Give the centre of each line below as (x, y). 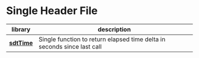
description (114, 29)
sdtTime (21, 43)
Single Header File (52, 11)
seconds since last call (70, 46)
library (21, 29)
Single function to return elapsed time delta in (102, 39)
